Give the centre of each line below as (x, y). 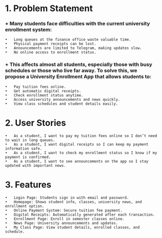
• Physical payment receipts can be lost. (51, 44)
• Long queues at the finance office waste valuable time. (68, 40)
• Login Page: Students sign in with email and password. (67, 198)
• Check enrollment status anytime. (44, 95)
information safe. (24, 148)
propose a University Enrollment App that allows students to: (78, 77)
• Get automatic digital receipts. (43, 91)
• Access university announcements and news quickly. (63, 99)
